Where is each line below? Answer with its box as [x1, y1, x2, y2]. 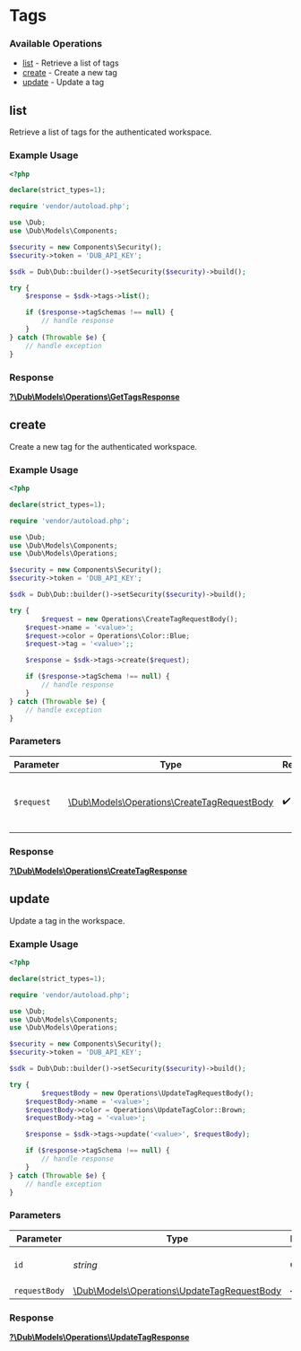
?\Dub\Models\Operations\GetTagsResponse [9, 391, 181, 402]
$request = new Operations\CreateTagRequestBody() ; [41, 614, 239, 624]
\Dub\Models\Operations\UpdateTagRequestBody [73, 1285, 282, 1297]
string [73, 1259, 99, 1271]
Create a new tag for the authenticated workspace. [9, 441, 198, 452]
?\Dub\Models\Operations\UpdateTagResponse [9, 1332, 190, 1343]
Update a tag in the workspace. [9, 915, 125, 926]
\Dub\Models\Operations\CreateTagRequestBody [67, 795, 274, 808]
